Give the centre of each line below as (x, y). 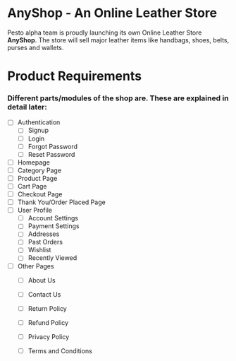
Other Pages (36, 266)
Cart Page (32, 186)
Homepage (34, 162)
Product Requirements (75, 76)
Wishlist (39, 250)
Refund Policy (48, 322)
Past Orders (45, 242)
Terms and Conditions (60, 350)
